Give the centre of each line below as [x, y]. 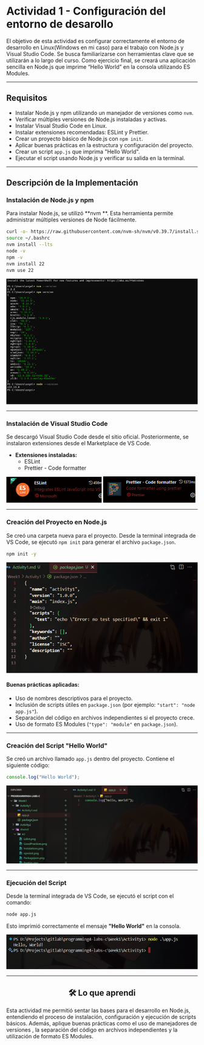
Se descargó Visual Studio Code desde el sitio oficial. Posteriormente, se [98, 437]
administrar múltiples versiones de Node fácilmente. [71, 220]
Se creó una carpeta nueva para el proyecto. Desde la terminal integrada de [101, 535]
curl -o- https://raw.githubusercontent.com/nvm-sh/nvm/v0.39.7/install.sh [104, 232]
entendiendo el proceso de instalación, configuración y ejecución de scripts [101, 1017]
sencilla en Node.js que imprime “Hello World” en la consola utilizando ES [98, 67]
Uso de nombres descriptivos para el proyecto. [74, 698]
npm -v [15, 257]
